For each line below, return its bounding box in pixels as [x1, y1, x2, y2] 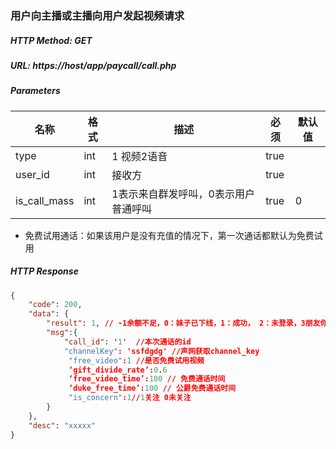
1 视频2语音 [111, 149, 168, 163]
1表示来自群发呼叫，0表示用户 [111, 187, 255, 201]
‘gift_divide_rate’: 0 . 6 [68, 365, 168, 375]
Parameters [10, 85, 61, 97]
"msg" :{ [46, 328, 78, 338]
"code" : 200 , [28, 300, 83, 310]
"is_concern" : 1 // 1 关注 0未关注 [68, 393, 192, 403]
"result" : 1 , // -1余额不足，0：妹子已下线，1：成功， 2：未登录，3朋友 [46, 318, 321, 329]
